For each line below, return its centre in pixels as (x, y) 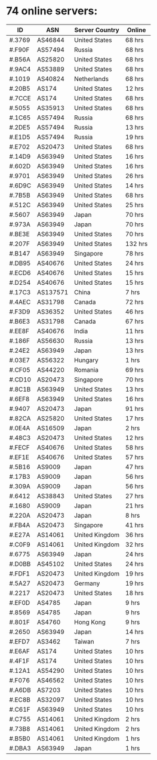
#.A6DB (20, 690)
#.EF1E (19, 457)
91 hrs (135, 408)
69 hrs (135, 370)
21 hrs (135, 506)
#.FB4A (20, 525)
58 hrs (135, 447)
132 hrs (136, 244)
